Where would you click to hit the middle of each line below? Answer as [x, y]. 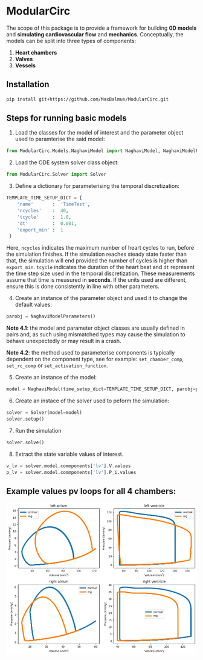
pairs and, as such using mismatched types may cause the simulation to [96, 335]
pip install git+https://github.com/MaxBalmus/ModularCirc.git [88, 99]
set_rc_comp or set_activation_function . [57, 365]
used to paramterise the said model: [60, 139]
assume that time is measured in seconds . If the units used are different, [97, 280]
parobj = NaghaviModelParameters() [51, 316]
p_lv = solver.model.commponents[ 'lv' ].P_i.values [71, 472]
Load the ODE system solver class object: [67, 162]
